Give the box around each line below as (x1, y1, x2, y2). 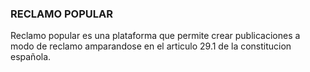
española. (10, 51, 52, 63)
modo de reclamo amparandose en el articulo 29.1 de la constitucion (10, 40, 292, 52)
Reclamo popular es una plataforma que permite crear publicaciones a (10, 30, 301, 42)
